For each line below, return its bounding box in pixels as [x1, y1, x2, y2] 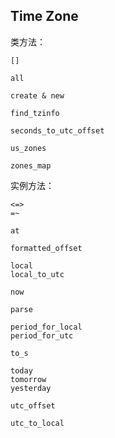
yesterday [10, 383, 52, 393]
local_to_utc [10, 269, 65, 279]
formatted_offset [10, 243, 83, 253]
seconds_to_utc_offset [10, 125, 105, 136]
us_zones [10, 143, 47, 153]
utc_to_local [10, 418, 65, 428]
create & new [10, 90, 65, 101]
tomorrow [10, 374, 47, 384]
